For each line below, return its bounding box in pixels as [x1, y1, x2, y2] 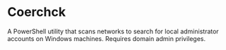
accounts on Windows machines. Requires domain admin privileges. [7, 34, 206, 42]
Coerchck [7, 4, 66, 20]
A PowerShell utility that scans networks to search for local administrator [7, 27, 219, 35]
